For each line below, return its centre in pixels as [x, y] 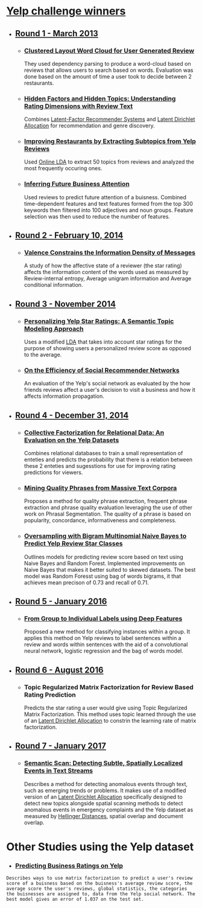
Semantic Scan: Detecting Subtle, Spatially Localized [103, 763]
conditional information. [53, 285]
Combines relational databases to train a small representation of [103, 453]
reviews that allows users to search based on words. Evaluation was [109, 70]
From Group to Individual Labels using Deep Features [103, 619]
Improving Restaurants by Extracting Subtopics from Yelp [110, 141]
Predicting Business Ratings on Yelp [69, 866]
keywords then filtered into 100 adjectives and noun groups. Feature [109, 210]
